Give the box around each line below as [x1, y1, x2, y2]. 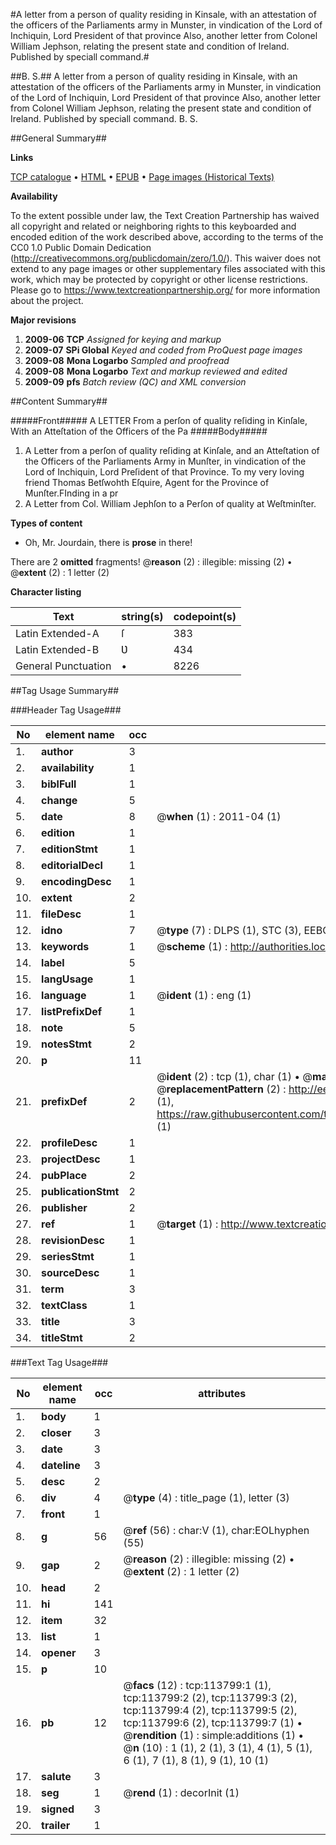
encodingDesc [41, 875, 112, 888]
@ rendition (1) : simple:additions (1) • [123, 1729, 305, 1742]
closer [41, 1426, 72, 1439]
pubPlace [41, 1169, 88, 1182]
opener [41, 1646, 77, 1659]
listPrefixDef [41, 1005, 103, 1018]
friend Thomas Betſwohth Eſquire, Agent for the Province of [24, 477, 270, 488]
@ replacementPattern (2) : [156, 1082, 287, 1096]
